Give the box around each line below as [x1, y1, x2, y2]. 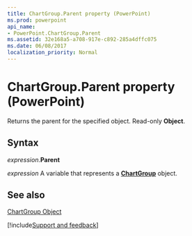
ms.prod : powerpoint [7, 17, 67, 24]
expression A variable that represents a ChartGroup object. [7, 168, 177, 178]
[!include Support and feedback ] [7, 221, 99, 230]
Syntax [7, 137, 39, 149]
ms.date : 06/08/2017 [7, 42, 67, 49]
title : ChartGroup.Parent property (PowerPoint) [7, 10, 151, 17]
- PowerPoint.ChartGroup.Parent [7, 29, 101, 37]
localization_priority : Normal [7, 49, 98, 56]
